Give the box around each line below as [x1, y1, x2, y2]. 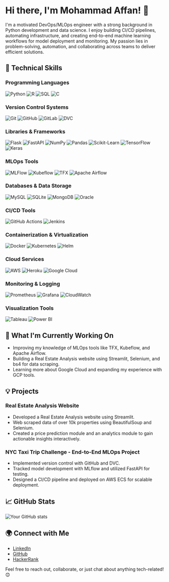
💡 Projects [5, 387, 39, 395]
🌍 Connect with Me [5, 529, 69, 538]
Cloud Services [5, 256, 44, 263]
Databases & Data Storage [5, 182, 72, 189]
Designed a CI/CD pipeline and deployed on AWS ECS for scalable [12, 476, 152, 483]
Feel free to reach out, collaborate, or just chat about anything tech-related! [5, 566, 164, 572]
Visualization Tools [5, 305, 54, 312]
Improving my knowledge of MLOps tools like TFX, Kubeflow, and [12, 345, 150, 351]
